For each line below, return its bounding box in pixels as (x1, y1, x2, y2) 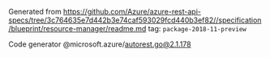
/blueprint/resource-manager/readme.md (8, 24, 147, 33)
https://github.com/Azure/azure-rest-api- (63, 7, 201, 16)
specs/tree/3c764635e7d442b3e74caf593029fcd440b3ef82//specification (8, 15, 262, 25)
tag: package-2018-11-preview (148, 24, 247, 33)
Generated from (8, 7, 62, 16)
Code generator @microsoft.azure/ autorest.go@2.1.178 (8, 39, 192, 49)
